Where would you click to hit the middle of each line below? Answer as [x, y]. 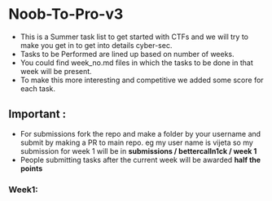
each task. [37, 88]
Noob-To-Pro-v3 [66, 14]
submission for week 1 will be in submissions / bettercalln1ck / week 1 [138, 151]
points [31, 168]
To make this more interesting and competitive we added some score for [142, 80]
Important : [37, 114]
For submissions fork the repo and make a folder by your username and [140, 133]
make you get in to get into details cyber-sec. [96, 45]
